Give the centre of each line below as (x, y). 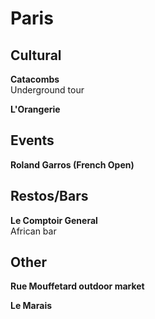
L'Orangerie (35, 109)
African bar (33, 231)
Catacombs (35, 79)
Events (32, 140)
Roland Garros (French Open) (72, 164)
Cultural (36, 55)
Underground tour (47, 90)
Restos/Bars (49, 196)
